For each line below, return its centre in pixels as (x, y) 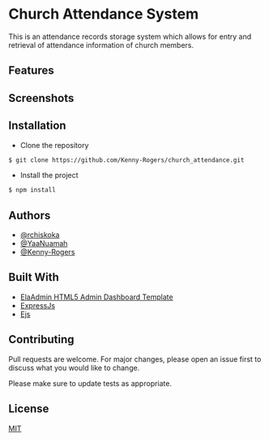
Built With (34, 277)
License (29, 409)
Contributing (41, 339)
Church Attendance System (104, 14)
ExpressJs (37, 305)
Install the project (49, 176)
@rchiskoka (40, 235)
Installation (37, 126)
